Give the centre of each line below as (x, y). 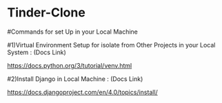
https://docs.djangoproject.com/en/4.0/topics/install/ (83, 92)
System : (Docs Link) (37, 52)
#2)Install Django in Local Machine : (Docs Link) (75, 79)
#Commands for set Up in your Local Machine (72, 32)
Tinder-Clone (47, 13)
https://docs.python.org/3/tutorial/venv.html (70, 65)
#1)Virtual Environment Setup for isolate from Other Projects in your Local (111, 45)
